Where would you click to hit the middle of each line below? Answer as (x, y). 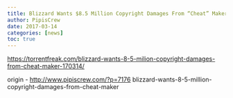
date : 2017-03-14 (32, 26)
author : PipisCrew (34, 20)
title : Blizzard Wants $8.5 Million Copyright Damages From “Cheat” (108, 13)
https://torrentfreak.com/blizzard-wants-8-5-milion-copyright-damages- (111, 59)
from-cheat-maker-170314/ (46, 66)
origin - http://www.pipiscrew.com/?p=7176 (69, 79)
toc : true (21, 39)
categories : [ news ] (35, 33)
